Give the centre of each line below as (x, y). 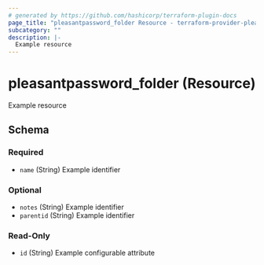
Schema (29, 130)
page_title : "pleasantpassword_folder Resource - (91, 23)
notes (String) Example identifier (71, 207)
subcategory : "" (35, 30)
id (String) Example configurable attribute (87, 253)
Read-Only (29, 235)
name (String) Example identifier (70, 169)
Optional (25, 190)
